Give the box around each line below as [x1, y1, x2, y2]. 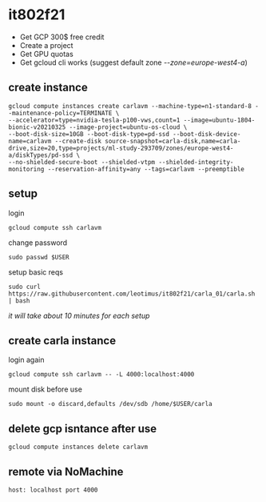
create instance [8, 81, 88, 94]
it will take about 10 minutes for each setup [8, 311, 150, 320]
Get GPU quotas [19, 49, 73, 58]
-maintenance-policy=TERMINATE [8, 109, 113, 117]
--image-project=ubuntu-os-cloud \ [69, 122, 188, 131]
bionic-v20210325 [8, 122, 66, 131]
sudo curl [8, 283, 42, 291]
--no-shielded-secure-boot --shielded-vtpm [8, 158, 156, 166]
